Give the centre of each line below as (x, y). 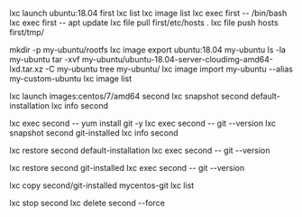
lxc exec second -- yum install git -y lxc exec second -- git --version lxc (143, 123)
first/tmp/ (27, 32)
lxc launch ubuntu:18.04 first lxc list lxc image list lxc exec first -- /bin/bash (148, 13)
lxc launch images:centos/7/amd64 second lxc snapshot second (129, 96)
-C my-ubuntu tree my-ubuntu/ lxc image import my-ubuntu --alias (169, 69)
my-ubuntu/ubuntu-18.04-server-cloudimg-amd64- (177, 59)
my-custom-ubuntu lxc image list (71, 79)
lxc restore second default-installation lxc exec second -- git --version (140, 150)
